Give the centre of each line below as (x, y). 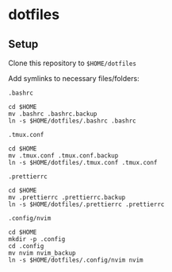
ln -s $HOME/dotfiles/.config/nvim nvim (76, 260)
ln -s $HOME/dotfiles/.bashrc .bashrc (72, 121)
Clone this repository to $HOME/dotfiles (73, 63)
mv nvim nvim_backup (42, 253)
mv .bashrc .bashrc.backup (53, 114)
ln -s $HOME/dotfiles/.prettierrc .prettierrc (86, 204)
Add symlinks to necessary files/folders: (74, 78)
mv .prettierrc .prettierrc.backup (67, 197)
